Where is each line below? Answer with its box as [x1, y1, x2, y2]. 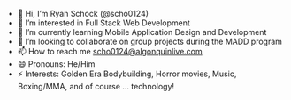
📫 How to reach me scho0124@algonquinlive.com [17, 46, 203, 56]
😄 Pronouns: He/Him [17, 59, 96, 69]
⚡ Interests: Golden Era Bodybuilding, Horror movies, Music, [17, 68, 237, 79]
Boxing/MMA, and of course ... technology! [17, 82, 175, 91]
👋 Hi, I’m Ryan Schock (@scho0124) [17, 9, 149, 18]
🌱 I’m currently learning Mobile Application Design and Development [17, 27, 267, 37]
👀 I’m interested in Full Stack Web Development [17, 18, 190, 28]
